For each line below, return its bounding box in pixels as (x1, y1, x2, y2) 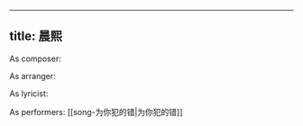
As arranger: (9, 70, 56, 81)
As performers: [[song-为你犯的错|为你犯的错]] (9, 106, 183, 117)
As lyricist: (9, 87, 49, 99)
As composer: (9, 53, 61, 64)
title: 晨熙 (9, 29, 63, 44)
